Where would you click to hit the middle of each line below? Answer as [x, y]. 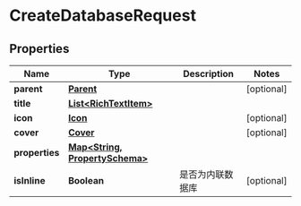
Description [209, 74]
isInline [30, 180]
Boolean [86, 180]
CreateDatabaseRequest [103, 16]
